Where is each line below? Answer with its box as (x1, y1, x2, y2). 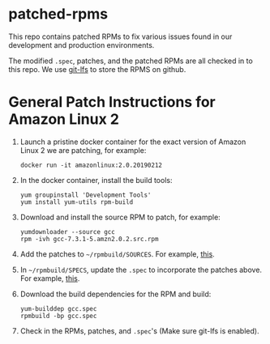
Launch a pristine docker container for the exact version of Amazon (19, 137, 246, 147)
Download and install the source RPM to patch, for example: (19, 212, 221, 222)
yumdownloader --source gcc (19, 227, 115, 236)
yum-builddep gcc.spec (19, 304, 97, 312)
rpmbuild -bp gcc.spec (19, 312, 97, 320)
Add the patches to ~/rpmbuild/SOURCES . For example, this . (19, 248, 215, 259)
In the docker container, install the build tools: (19, 175, 173, 185)
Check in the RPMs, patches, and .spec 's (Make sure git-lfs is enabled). (19, 325, 259, 336)
